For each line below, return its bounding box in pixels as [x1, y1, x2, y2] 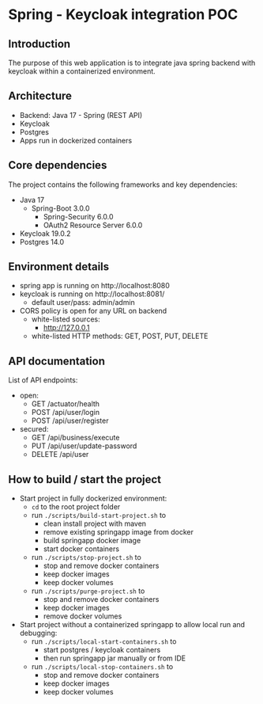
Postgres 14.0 [19, 237, 65, 246]
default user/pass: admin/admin [31, 298, 136, 307]
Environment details [8, 260, 110, 274]
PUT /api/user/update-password [31, 441, 137, 451]
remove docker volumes [43, 611, 122, 621]
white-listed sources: [31, 314, 100, 324]
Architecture [8, 89, 73, 103]
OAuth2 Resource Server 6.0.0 [43, 220, 143, 230]
